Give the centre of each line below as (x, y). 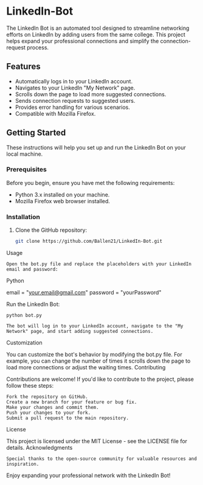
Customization (24, 343)
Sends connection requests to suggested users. (75, 100)
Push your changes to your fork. (49, 413)
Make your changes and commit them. (53, 408)
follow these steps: (30, 386)
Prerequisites (26, 170)
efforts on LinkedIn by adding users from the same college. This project (96, 34)
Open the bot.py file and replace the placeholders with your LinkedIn (99, 264)
